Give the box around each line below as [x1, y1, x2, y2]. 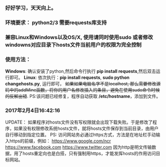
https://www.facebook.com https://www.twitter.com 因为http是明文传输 [5, 144, 152, 150]
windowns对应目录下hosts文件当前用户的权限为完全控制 [5, 41, 142, 48]
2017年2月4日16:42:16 [5, 106, 60, 113]
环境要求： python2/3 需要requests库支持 [5, 19, 107, 26]
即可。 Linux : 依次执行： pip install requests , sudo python [9, 74, 130, 80]
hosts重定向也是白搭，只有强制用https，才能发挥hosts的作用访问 [22, 150, 156, 156]
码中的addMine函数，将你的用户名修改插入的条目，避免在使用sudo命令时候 [5, 87, 161, 93]
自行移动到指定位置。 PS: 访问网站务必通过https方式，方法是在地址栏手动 [5, 131, 156, 138]
